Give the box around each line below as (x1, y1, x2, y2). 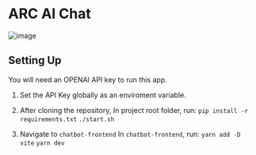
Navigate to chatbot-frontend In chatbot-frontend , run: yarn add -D (19, 129, 241, 138)
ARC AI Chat (8, 5, 91, 23)
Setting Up (8, 54, 62, 67)
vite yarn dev (19, 139, 65, 147)
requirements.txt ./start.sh (19, 115, 115, 123)
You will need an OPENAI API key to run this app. (8, 74, 168, 84)
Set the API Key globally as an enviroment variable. (19, 90, 186, 100)
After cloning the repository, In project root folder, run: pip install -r (19, 105, 248, 115)
